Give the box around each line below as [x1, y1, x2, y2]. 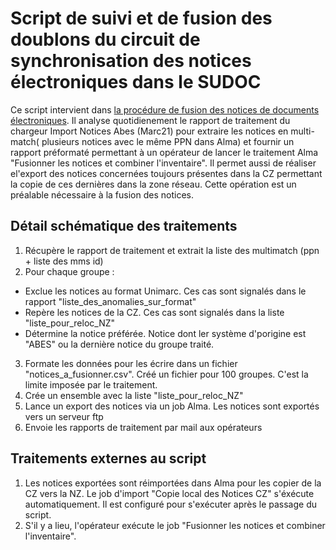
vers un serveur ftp [24, 410, 104, 422]
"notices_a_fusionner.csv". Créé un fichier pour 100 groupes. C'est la [24, 368, 309, 380]
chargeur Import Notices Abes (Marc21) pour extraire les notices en [10, 125, 289, 137]
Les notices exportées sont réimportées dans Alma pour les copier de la [24, 477, 322, 489]
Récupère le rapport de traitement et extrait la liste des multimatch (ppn [24, 244, 320, 256]
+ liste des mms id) [24, 255, 104, 267]
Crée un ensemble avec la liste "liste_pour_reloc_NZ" [24, 389, 244, 401]
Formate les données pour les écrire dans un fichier [24, 357, 238, 369]
